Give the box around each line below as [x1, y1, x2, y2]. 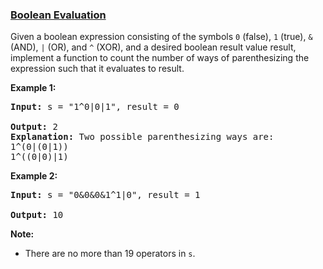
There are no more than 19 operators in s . [24, 248, 196, 260]
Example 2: [10, 170, 58, 182]
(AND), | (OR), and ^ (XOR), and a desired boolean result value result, [10, 41, 297, 53]
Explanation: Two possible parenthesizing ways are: [10, 131, 275, 143]
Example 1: [10, 82, 57, 94]
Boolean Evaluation [10, 8, 107, 22]
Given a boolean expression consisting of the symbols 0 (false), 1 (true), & [10, 31, 313, 43]
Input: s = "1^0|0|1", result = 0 [10, 101, 180, 113]
